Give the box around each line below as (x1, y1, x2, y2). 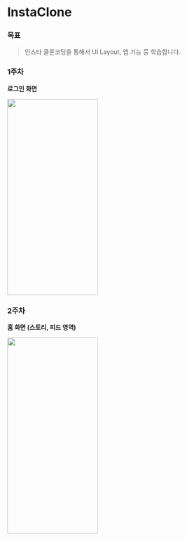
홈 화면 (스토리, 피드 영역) (7, 323, 76, 332)
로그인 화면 (7, 84, 37, 93)
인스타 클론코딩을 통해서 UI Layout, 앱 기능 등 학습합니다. (24, 48, 181, 56)
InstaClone (7, 4, 72, 20)
